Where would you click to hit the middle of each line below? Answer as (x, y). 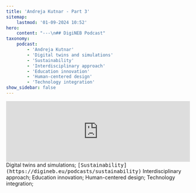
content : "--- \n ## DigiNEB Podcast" (61, 33)
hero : (13, 28)
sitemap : (17, 17)
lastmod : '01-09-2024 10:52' (52, 22)
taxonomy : (18, 39)
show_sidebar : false (31, 88)
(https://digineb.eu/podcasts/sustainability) (74, 171)
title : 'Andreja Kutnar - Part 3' (48, 11)
